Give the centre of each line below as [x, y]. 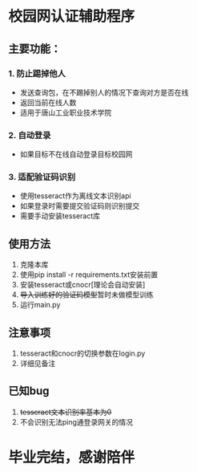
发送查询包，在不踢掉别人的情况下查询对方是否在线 [104, 92]
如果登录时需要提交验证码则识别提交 [80, 206]
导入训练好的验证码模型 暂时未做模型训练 [86, 295]
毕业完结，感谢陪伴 [72, 458]
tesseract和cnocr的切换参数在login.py [82, 353]
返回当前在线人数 [48, 102]
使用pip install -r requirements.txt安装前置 [89, 275]
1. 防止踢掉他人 [37, 73]
